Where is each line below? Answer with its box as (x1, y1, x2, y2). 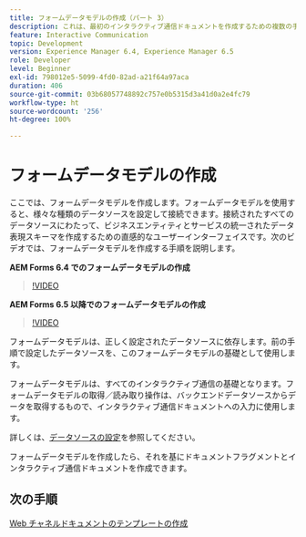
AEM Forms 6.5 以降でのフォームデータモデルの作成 (9, 299, 207, 310)
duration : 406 (9, 81, 64, 90)
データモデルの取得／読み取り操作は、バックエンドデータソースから (33, 389, 289, 401)
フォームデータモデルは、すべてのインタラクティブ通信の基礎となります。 (9, 378, 287, 389)
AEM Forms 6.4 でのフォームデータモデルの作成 (9, 262, 191, 274)
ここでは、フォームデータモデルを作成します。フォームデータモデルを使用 (9, 197, 288, 208)
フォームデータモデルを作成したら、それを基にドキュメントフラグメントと (9, 451, 289, 462)
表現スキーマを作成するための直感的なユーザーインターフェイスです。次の (9, 232, 288, 243)
